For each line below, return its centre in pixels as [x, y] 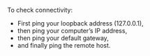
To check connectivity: [40, 10]
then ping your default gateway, [63, 38]
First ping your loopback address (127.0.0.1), [81, 23]
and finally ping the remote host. [64, 45]
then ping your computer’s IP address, [72, 31]
